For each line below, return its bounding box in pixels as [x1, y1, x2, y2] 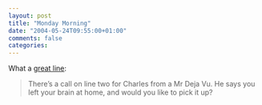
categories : [8, 42, 48, 50]
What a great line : [8, 63, 67, 73]
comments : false [8, 34, 62, 42]
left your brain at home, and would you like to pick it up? [27, 87, 213, 97]
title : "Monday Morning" [8, 19, 91, 27]
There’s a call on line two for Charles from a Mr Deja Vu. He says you [27, 79, 256, 89]
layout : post [8, 11, 52, 20]
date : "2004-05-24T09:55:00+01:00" [8, 26, 127, 34]
